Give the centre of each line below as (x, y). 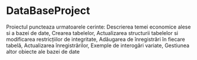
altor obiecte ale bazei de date (43, 51)
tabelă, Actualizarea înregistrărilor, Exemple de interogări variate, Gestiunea (98, 45)
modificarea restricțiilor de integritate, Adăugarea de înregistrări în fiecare (96, 39)
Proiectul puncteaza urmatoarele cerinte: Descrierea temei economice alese (98, 27)
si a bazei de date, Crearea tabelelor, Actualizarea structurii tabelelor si (92, 33)
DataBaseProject (48, 11)
